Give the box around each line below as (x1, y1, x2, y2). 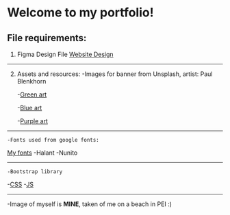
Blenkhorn (16, 77, 47, 85)
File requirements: (7, 32, 87, 44)
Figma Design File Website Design (16, 50, 114, 58)
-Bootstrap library (7, 168, 63, 175)
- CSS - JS (7, 180, 34, 188)
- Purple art (16, 117, 48, 125)
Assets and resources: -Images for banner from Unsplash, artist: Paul (16, 70, 213, 78)
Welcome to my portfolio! (7, 5, 154, 21)
